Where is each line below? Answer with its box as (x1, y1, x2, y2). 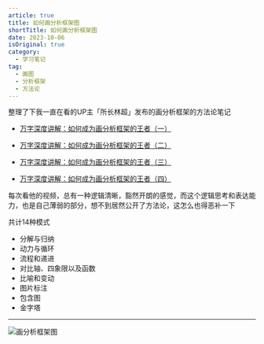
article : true (8, 11, 55, 20)
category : (8, 48, 41, 56)
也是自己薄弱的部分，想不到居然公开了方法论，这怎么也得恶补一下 (21, 201, 236, 210)
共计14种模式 (8, 217, 50, 227)
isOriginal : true (8, 41, 65, 49)
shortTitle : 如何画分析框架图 (8, 26, 98, 34)
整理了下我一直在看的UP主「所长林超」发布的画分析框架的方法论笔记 (8, 107, 232, 117)
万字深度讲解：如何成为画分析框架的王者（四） (19, 174, 171, 183)
